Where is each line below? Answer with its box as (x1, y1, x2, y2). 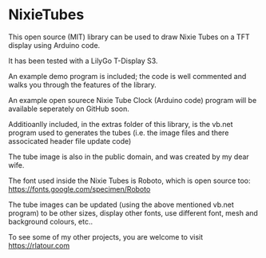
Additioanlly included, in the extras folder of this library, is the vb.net (8, 119, 233, 129)
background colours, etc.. (8, 216, 93, 226)
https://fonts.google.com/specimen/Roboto (8, 184, 151, 193)
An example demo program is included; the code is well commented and (8, 71, 247, 81)
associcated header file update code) (8, 136, 132, 145)
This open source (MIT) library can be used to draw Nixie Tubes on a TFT (8, 32, 250, 42)
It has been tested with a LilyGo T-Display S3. (8, 56, 158, 65)
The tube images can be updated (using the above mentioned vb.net (8, 200, 234, 209)
